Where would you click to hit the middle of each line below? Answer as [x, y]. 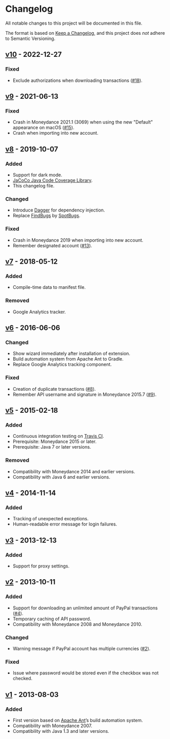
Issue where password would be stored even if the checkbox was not [86, 673]
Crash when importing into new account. [55, 133]
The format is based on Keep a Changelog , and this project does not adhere [85, 33]
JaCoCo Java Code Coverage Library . [53, 180]
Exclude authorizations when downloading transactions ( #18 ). [78, 80]
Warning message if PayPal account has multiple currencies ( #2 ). [81, 648]
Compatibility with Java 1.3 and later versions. [61, 731]
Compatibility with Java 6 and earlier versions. [62, 477]
